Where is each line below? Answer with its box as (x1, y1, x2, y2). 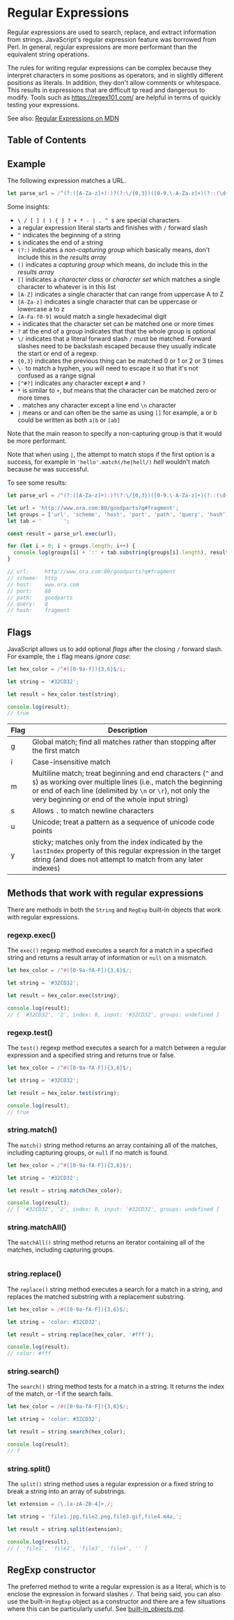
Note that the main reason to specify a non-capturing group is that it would (7, 430, 222, 438)
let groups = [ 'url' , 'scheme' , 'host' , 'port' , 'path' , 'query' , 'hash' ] (7, 511, 229, 518)
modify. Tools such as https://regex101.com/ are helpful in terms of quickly (7, 93, 221, 102)
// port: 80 (7, 587, 52, 595)
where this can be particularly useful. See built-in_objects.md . (7, 1605, 185, 1613)
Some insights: (7, 203, 50, 211)
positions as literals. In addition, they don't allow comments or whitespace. (7, 78, 221, 86)
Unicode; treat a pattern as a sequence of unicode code (32, 817, 214, 827)
